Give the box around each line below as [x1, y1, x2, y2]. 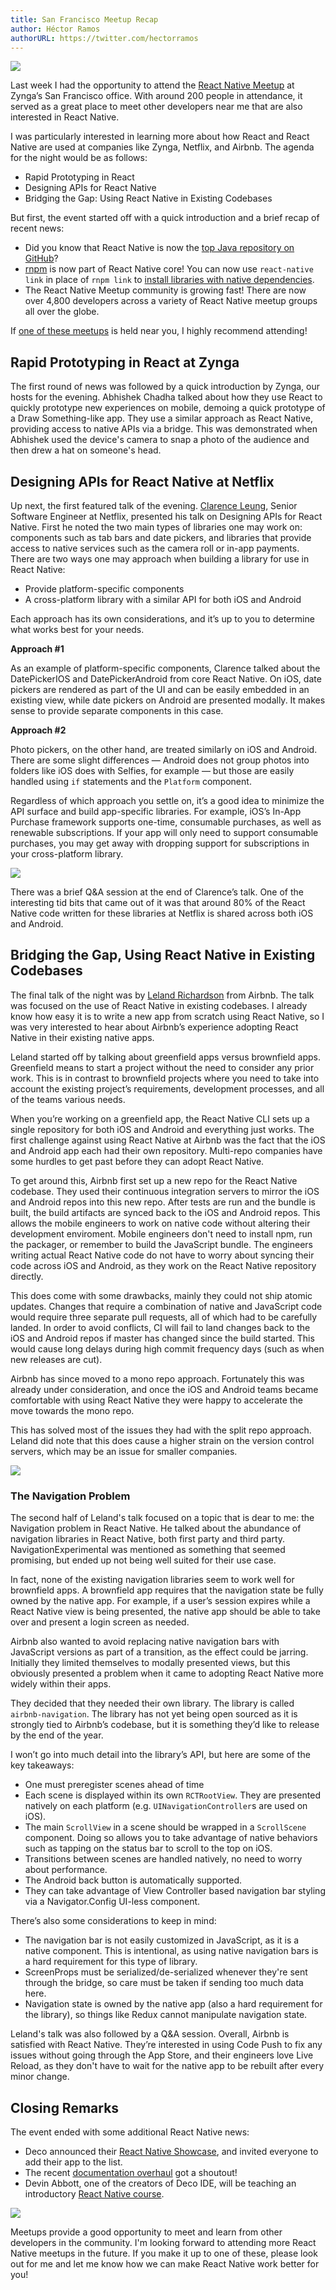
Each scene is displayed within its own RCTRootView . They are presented [24, 1789, 321, 1801]
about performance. [24, 1864, 108, 1876]
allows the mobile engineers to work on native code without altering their [10, 1217, 311, 1229]
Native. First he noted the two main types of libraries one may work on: [10, 521, 303, 533]
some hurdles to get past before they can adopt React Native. [10, 1155, 265, 1167]
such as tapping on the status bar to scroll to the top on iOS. [24, 1842, 273, 1855]
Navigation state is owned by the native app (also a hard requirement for [24, 1998, 323, 2010]
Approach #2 [10, 724, 67, 736]
